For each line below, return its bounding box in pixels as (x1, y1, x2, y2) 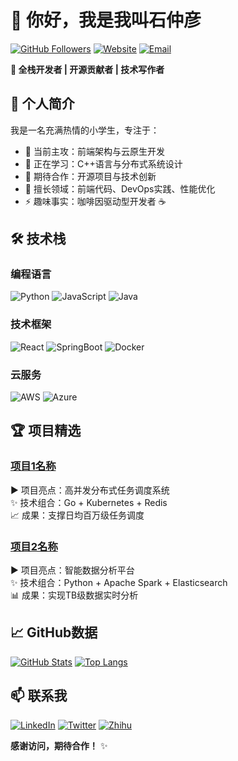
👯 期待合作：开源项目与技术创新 (24, 170, 157, 182)
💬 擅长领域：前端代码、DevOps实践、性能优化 (24, 182, 216, 195)
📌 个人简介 (10, 96, 75, 113)
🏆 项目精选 (10, 422, 82, 440)
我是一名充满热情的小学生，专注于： (10, 124, 160, 136)
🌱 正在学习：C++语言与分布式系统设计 (24, 157, 183, 170)
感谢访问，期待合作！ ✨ (10, 739, 108, 751)
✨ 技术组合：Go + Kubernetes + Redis (10, 496, 168, 508)
